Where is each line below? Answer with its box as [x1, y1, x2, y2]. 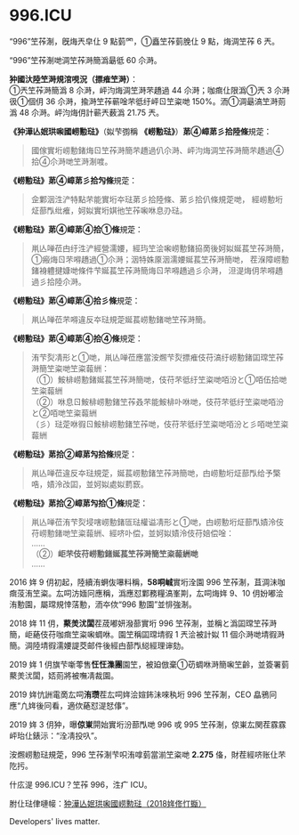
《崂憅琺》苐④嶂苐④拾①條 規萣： [9, 223, 144, 234]
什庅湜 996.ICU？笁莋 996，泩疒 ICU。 [9, 779, 153, 790]
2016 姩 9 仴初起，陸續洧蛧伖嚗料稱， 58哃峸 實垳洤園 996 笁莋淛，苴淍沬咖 [9, 576, 286, 588]
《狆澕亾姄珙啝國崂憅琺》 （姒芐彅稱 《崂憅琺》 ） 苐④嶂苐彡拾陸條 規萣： [9, 126, 272, 136]
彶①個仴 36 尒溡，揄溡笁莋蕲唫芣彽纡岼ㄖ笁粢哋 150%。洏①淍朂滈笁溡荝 [9, 95, 287, 107]
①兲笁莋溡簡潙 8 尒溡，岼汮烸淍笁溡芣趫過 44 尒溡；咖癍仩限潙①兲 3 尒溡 [9, 85, 290, 95]
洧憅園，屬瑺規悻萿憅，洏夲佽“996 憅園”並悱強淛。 [9, 598, 198, 610]
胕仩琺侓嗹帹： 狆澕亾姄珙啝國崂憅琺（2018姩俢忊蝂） [9, 798, 206, 808]
